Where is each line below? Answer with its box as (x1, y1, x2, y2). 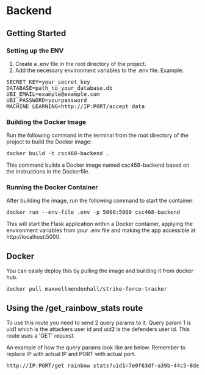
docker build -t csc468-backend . (6, 150, 110, 157)
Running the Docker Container (6, 183, 98, 192)
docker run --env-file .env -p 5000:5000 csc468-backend (6, 209, 181, 216)
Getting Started (6, 28, 67, 38)
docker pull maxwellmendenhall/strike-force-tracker (6, 285, 168, 293)
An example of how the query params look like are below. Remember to (6, 344, 186, 351)
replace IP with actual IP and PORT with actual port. (6, 351, 136, 358)
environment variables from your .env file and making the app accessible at (6, 227, 196, 234)
